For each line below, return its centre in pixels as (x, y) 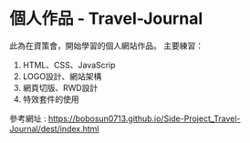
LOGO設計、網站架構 (62, 76)
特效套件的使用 (51, 99)
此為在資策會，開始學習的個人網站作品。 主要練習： (106, 46)
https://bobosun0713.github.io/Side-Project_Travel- (144, 118)
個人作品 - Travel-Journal (106, 19)
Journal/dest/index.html (54, 128)
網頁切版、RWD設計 (60, 87)
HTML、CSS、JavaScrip (69, 65)
